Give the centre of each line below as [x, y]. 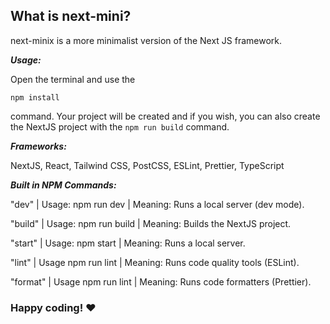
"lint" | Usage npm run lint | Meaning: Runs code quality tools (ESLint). [155, 262]
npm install [35, 97]
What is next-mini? [71, 16]
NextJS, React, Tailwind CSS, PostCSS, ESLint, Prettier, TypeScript [147, 165]
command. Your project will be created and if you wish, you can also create [165, 116]
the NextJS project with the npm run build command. [120, 126]
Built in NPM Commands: [63, 185]
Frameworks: [38, 146]
